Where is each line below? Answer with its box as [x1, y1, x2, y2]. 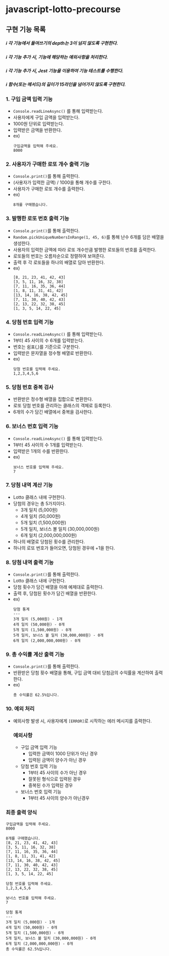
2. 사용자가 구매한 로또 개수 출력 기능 [6, 160, 90, 168]
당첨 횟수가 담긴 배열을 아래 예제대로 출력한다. [13, 584, 104, 590]
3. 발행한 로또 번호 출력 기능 [6, 215, 70, 222]
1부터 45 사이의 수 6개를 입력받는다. [13, 337, 84, 343]
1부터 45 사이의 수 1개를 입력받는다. [13, 442, 83, 448]
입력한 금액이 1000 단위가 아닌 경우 [28, 750, 98, 757]
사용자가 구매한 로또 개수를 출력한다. [13, 186, 85, 192]
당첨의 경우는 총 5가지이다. [13, 500, 66, 506]
